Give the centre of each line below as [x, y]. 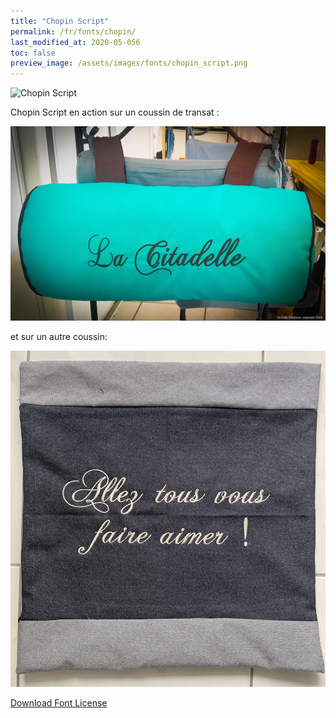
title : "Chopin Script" [60, 21]
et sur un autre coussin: [59, 336]
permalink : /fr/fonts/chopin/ [73, 31]
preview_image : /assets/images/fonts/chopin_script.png [129, 63]
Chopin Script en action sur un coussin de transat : [115, 112]
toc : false [33, 53]
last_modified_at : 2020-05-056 [75, 42]
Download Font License [59, 702]
